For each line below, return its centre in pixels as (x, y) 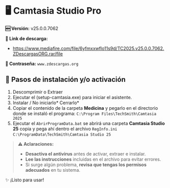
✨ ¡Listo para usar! (25, 180)
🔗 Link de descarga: (27, 38)
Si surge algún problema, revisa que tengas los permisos (86, 165)
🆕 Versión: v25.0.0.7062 (32, 28)
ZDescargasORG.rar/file (38, 54)
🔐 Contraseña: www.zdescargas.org (42, 64)
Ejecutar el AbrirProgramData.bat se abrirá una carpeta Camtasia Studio (89, 123)
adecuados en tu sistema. (53, 170)
